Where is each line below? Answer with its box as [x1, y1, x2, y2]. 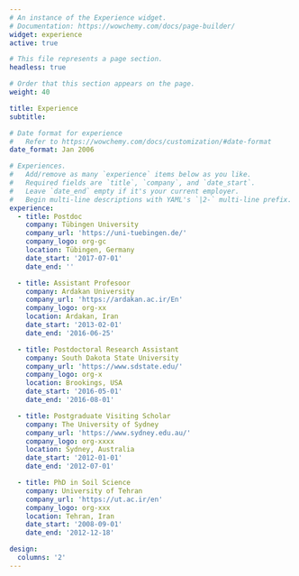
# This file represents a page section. [9, 55, 164, 64]
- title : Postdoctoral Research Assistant [17, 344, 179, 354]
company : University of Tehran [25, 486, 143, 496]
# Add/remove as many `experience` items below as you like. [9, 170, 252, 179]
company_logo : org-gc [25, 237, 106, 246]
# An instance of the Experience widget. [9, 13, 168, 23]
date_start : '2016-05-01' [25, 387, 123, 397]
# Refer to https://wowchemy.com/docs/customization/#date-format [9, 137, 272, 146]
